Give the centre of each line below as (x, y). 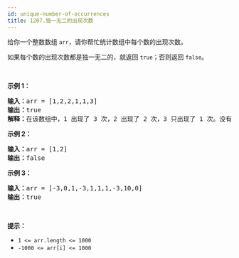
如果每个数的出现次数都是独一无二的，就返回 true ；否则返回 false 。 (108, 57)
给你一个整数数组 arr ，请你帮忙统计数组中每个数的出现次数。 (97, 42)
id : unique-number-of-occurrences (59, 14)
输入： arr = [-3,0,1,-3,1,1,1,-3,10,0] (75, 188)
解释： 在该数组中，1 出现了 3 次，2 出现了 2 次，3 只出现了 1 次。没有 (120, 119)
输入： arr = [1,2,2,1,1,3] (53, 101)
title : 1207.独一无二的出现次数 (51, 21)
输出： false (26, 158)
